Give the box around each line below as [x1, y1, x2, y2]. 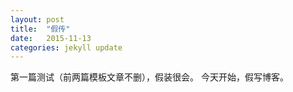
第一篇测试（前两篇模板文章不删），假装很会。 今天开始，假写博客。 [10, 71, 289, 83]
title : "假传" [10, 24, 71, 34]
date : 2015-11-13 [10, 33, 92, 43]
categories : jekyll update [10, 42, 123, 53]
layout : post [10, 14, 65, 25]
